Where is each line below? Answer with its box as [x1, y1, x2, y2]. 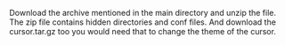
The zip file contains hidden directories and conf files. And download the [9, 17, 276, 27]
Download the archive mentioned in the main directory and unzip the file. [9, 8, 277, 18]
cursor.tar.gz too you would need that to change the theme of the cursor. [9, 26, 276, 36]
